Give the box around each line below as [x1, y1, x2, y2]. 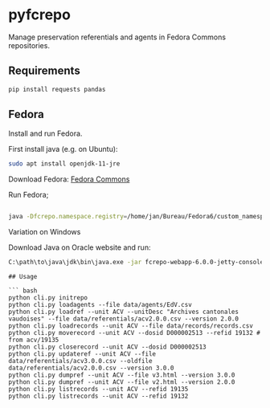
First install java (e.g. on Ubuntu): [8, 145, 118, 154]
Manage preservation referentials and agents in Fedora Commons [8, 32, 227, 42]
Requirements [8, 64, 80, 78]
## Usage [8, 273, 38, 281]
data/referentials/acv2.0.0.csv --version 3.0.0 [8, 364, 174, 373]
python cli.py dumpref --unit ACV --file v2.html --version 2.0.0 [8, 378, 235, 386]
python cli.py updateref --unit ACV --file [8, 350, 157, 358]
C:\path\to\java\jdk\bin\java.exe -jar [8, 259, 142, 267]
